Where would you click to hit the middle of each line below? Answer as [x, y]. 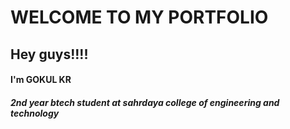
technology [35, 113]
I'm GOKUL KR [41, 80]
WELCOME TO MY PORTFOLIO [139, 17]
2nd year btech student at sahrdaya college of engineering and [145, 102]
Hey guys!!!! [49, 54]
